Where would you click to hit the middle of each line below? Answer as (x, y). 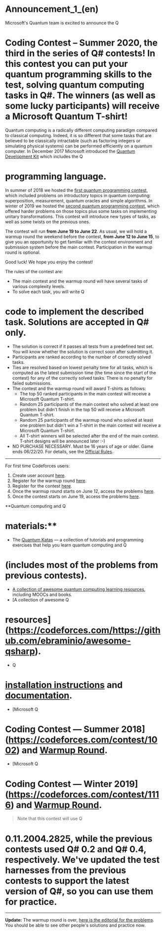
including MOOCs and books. (42, 594)
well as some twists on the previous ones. (48, 222)
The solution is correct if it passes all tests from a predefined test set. (83, 346)
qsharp (20, 651)
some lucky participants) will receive (83, 106)
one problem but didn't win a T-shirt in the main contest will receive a (90, 425)
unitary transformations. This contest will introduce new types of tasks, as (81, 216)
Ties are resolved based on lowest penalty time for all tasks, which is (82, 367)
